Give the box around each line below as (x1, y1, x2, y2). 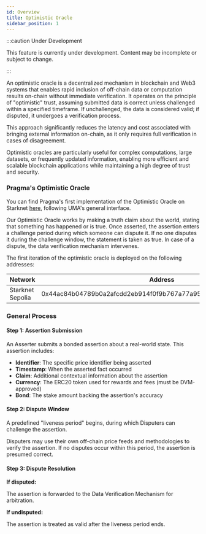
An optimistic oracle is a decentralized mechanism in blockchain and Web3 (6, 79, 196, 87)
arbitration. (6, 497, 34, 504)
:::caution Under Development (6, 37, 82, 45)
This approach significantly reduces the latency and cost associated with (6, 124, 191, 131)
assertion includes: (6, 347, 55, 354)
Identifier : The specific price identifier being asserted (15, 358, 151, 366)
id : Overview (6, 9, 40, 15)
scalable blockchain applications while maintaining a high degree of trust (6, 162, 191, 169)
